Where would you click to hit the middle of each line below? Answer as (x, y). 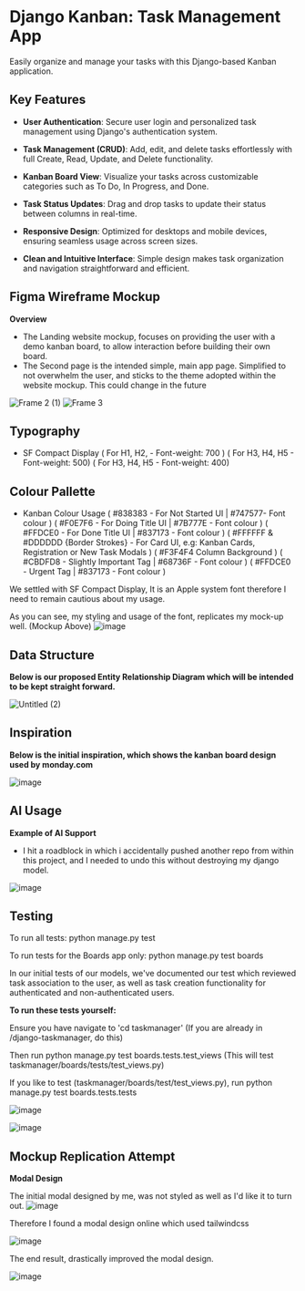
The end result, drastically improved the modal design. (112, 1259)
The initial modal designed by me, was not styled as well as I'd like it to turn (151, 1196)
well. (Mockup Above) (51, 626)
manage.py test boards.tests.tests (73, 1092)
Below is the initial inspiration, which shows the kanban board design (143, 755)
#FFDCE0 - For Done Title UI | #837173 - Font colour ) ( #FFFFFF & (147, 533)
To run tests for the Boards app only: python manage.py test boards (137, 955)
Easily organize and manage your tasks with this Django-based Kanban (143, 61)
